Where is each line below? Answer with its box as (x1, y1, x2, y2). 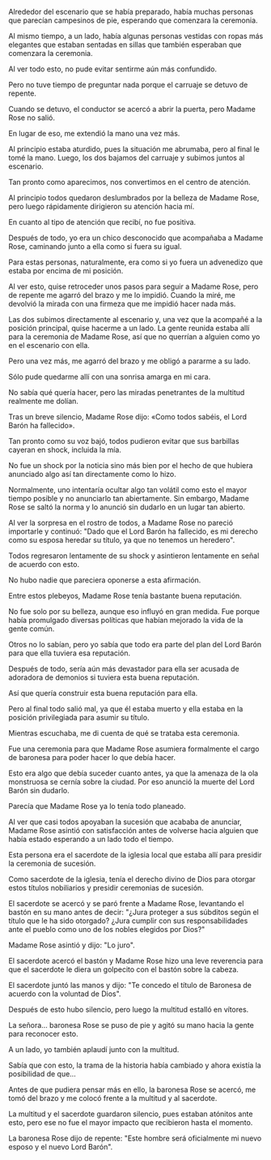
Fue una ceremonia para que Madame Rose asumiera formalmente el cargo (8, 744, 260, 754)
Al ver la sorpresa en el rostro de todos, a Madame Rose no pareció (8, 518, 233, 527)
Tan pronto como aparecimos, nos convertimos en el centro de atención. (8, 178, 251, 187)
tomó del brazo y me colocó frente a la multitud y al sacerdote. (8, 1093, 218, 1102)
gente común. (8, 624, 55, 634)
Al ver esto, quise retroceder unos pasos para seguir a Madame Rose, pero (8, 281, 259, 291)
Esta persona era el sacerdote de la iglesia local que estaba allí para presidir (8, 850, 262, 859)
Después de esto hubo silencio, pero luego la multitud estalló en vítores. (8, 1005, 249, 1014)
